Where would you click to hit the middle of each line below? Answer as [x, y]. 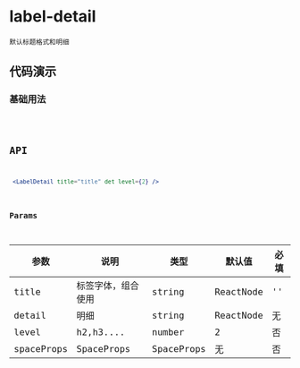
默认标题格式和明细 [39, 42]
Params [24, 216]
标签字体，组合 [108, 286]
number [168, 332]
